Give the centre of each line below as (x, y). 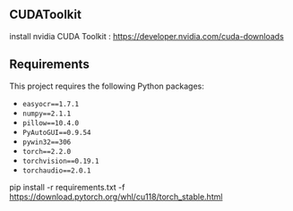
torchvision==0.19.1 (60, 161)
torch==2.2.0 (47, 151)
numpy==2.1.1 (47, 114)
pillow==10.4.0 (51, 123)
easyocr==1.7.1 (51, 104)
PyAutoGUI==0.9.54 (56, 132)
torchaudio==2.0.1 (56, 170)
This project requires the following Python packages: (107, 86)
